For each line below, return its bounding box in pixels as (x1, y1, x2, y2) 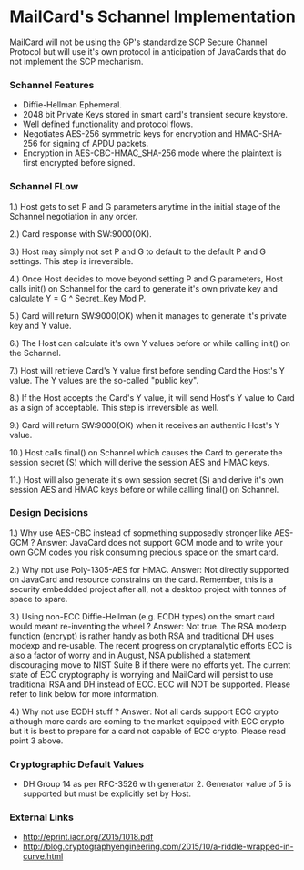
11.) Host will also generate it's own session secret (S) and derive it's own (9, 474, 284, 485)
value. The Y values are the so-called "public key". (9, 374, 198, 385)
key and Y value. (9, 320, 72, 331)
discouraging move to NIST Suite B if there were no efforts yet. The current (9, 659, 291, 670)
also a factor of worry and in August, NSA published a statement (9, 650, 251, 660)
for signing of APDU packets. (39, 138, 148, 149)
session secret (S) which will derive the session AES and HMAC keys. (9, 456, 270, 467)
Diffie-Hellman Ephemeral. (22, 99, 123, 110)
